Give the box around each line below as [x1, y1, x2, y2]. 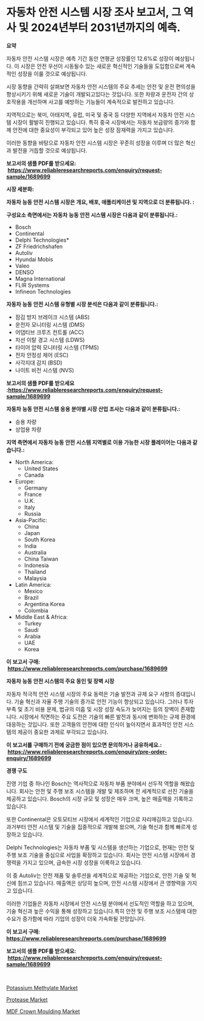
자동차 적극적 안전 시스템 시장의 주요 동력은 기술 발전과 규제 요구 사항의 [6, 690, 175, 697]
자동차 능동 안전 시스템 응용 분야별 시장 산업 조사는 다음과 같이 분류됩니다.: [6, 405, 180, 412]
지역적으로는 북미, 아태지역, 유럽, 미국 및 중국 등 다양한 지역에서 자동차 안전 [6, 111, 184, 118]
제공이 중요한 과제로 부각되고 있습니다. [17, 728, 109, 736]
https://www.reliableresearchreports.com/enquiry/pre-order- [7, 748, 168, 755]
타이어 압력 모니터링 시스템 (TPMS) [15, 344, 99, 351]
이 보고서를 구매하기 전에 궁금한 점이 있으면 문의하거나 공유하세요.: [6, 741, 162, 748]
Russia [24, 510, 41, 517]
